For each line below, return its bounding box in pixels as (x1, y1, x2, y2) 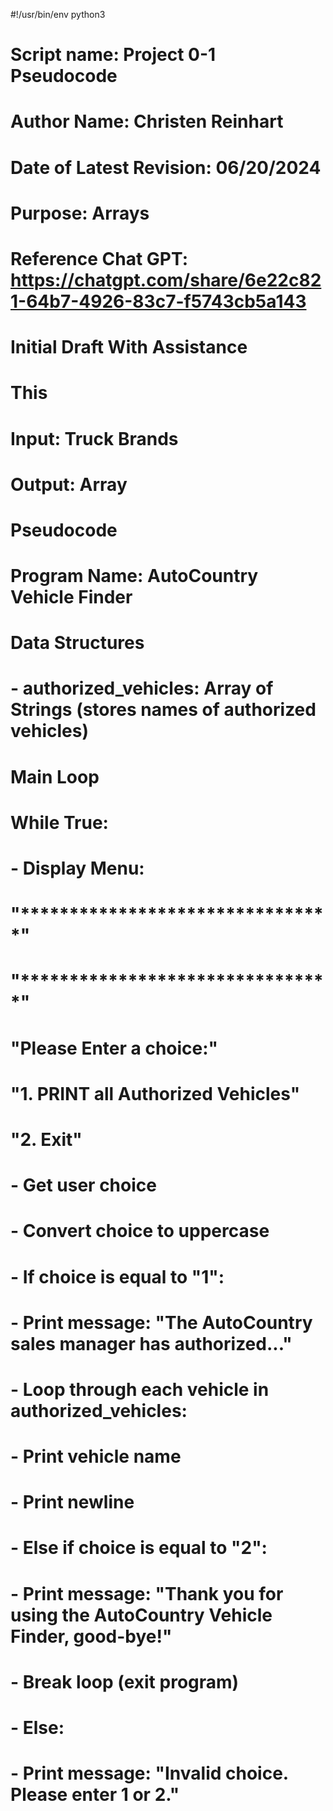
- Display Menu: (10, 857, 145, 879)
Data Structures (10, 632, 145, 654)
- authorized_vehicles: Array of (10, 677, 274, 700)
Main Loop (10, 765, 100, 788)
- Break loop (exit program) (10, 1670, 240, 1693)
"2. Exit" (10, 1128, 83, 1151)
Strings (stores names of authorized (10, 699, 317, 721)
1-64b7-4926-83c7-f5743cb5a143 (10, 290, 307, 313)
